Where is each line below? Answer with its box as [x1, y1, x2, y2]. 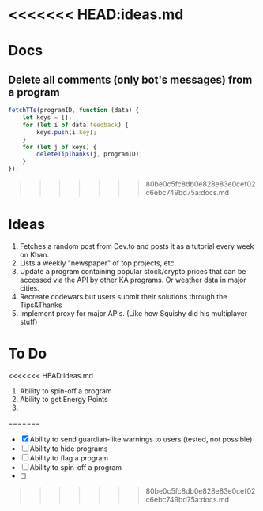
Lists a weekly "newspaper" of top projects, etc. [19, 258, 176, 268]
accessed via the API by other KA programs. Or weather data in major [19, 275, 246, 284]
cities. [19, 284, 39, 293]
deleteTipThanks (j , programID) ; [36, 150, 144, 159]
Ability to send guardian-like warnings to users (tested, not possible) [29, 434, 253, 444]
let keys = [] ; [22, 114, 73, 122]
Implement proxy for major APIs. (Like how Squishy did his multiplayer [19, 309, 247, 317]
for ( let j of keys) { [22, 143, 97, 151]
